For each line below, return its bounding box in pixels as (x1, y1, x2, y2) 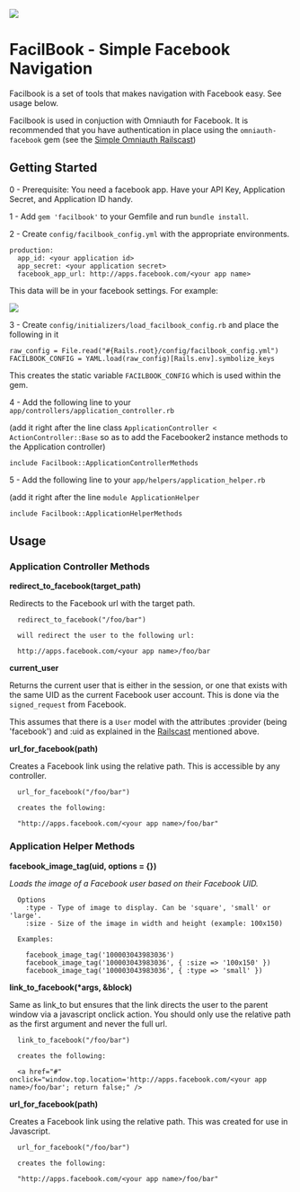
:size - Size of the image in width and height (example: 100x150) (25, 919, 283, 928)
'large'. (9, 911, 42, 920)
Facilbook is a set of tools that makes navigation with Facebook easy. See (9, 88, 282, 99)
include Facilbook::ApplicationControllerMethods (9, 458, 199, 467)
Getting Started (9, 160, 98, 175)
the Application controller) (9, 441, 106, 452)
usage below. (9, 97, 58, 108)
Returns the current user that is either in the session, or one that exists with (9, 680, 287, 691)
